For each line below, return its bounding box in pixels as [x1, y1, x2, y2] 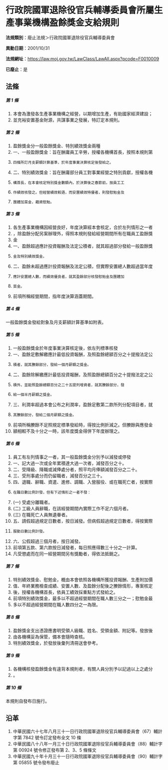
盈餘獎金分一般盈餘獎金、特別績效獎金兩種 [12, 143, 101, 149]
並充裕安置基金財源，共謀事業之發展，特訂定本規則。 [12, 117, 123, 123]
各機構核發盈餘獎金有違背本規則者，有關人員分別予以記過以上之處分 [12, 666, 153, 672]
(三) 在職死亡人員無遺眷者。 [12, 512, 70, 518]
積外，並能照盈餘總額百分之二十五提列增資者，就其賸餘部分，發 [12, 383, 125, 387]
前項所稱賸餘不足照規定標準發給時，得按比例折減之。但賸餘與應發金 [12, 422, 153, 428]
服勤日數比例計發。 [12, 529, 47, 534]
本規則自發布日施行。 [5, 698, 49, 704]
